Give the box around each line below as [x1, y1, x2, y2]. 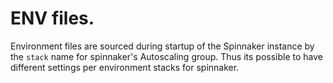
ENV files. [10, 7, 95, 30]
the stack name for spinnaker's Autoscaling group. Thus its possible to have [10, 50, 323, 62]
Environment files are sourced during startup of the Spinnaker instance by [10, 40, 315, 52]
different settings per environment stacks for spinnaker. [10, 61, 240, 73]
